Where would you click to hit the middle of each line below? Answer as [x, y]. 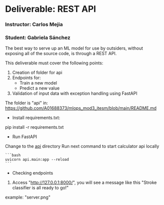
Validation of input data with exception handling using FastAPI [75, 93]
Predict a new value [40, 88]
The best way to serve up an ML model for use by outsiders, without [74, 48]
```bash [13, 155]
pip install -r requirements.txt [34, 127]
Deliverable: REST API [51, 9]
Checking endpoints [32, 173]
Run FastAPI [25, 137]
